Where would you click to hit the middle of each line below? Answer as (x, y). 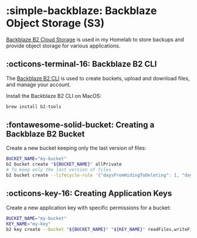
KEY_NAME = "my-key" (28, 224)
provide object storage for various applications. (63, 46)
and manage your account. (39, 84)
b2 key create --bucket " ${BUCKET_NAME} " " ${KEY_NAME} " (76, 229)
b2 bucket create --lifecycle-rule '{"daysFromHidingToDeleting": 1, (93, 175)
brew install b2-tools (34, 107)
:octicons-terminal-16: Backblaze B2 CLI (81, 64)
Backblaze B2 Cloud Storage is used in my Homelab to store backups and (95, 39)
